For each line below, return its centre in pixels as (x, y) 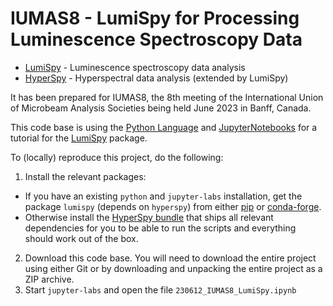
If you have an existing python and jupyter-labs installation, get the (163, 196)
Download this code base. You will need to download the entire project (170, 258)
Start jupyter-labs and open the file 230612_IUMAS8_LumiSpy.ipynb (160, 289)
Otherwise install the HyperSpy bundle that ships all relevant (149, 217)
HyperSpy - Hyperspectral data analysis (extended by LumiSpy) (156, 78)
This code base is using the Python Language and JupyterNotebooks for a (164, 127)
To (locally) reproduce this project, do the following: (117, 157)
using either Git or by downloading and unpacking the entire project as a (173, 268)
